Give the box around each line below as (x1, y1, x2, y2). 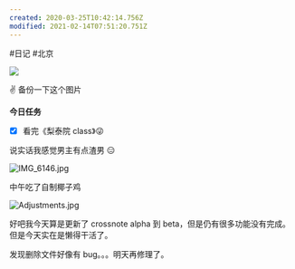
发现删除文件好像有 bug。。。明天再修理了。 (9, 248, 169, 259)
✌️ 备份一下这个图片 (9, 83, 82, 95)
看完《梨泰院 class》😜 (22, 125, 104, 136)
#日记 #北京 (9, 47, 54, 59)
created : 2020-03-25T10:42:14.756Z (9, 13, 144, 23)
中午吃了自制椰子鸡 (9, 181, 81, 192)
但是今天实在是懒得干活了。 (9, 229, 113, 240)
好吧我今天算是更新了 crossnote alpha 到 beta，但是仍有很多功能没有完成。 (9, 218, 291, 229)
